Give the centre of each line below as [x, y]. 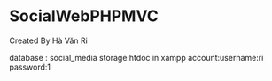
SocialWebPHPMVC [84, 16]
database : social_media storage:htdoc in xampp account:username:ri [136, 57]
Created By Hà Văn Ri [49, 40]
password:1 [30, 67]
